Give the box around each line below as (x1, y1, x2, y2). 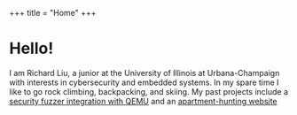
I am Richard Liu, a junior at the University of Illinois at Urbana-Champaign (9, 67, 280, 78)
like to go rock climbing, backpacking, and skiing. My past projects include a (9, 86, 289, 96)
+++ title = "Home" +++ (9, 8, 97, 18)
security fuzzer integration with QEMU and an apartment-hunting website (9, 96, 277, 106)
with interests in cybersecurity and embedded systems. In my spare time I (9, 77, 279, 88)
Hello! (9, 39, 54, 58)
